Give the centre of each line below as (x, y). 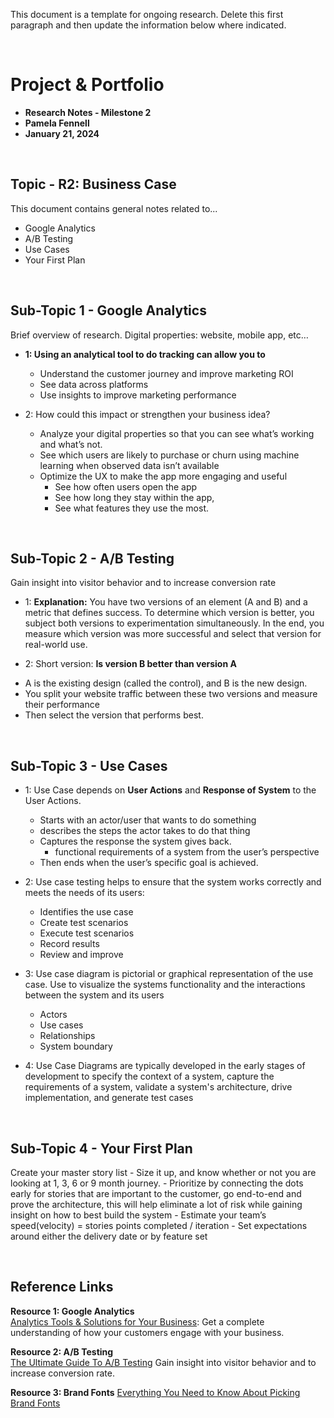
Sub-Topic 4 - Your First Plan (101, 1148)
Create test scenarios (84, 923)
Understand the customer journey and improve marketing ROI (166, 373)
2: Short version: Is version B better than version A (130, 664)
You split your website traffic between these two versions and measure (171, 694)
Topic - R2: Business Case (93, 184)
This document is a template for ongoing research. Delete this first (147, 14)
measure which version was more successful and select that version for (173, 634)
